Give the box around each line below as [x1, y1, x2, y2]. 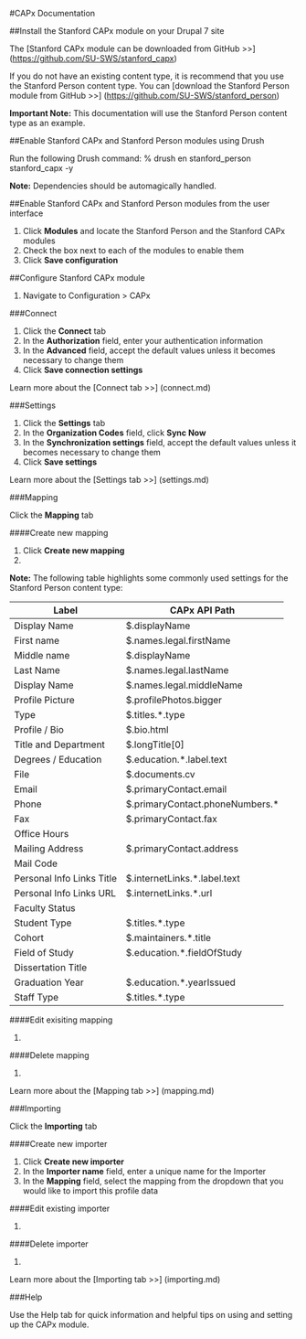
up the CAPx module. [9, 1319, 90, 1330]
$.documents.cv [125, 768, 195, 780]
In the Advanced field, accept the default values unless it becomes [22, 345, 276, 356]
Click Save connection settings [22, 365, 143, 375]
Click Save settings [22, 456, 98, 467]
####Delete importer [9, 1238, 89, 1249]
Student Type [14, 916, 72, 929]
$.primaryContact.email [125, 783, 227, 795]
